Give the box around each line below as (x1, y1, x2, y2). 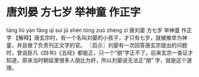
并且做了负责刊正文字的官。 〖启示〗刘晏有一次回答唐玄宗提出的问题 (16, 42, 188, 49)
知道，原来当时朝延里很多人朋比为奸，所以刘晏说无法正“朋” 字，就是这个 (6, 57, 187, 64)
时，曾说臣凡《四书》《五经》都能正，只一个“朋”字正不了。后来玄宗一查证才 (6, 49, 194, 56)
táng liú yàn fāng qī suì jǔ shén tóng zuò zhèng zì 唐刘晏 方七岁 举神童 (6, 26, 180, 34)
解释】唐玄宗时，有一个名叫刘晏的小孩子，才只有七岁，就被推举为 (17, 34, 182, 41)
